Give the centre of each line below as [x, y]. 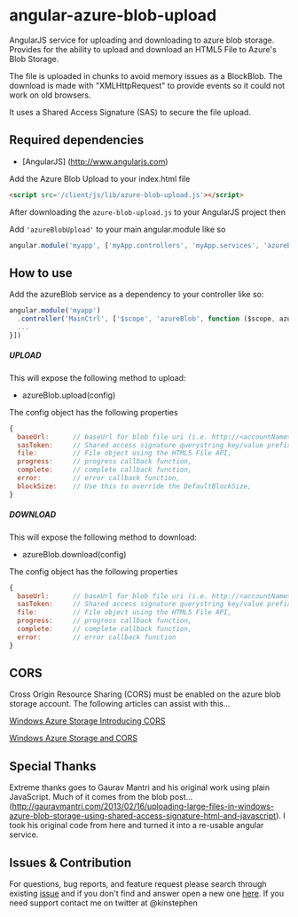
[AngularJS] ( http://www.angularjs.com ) [95, 162]
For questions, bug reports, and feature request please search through [138, 884]
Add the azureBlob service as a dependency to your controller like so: [137, 295]
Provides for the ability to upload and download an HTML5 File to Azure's [143, 49]
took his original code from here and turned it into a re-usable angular [137, 826]
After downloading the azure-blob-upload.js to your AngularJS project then [148, 212]
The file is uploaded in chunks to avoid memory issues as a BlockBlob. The [146, 75]
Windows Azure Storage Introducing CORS [87, 721]
